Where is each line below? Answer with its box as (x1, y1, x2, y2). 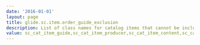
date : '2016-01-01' (6, 8, 55, 15)
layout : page (6, 14, 39, 20)
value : (6, 30, 23, 36)
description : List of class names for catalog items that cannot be (6, 25, 180, 31)
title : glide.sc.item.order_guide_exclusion (6, 19, 118, 25)
